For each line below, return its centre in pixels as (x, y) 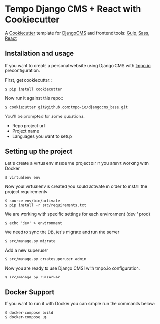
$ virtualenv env (23, 177)
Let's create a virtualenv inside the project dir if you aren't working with (77, 163)
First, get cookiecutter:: (29, 80)
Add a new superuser (27, 250)
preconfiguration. (23, 70)
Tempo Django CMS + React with (73, 9)
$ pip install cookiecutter (34, 89)
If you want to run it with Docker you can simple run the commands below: (80, 304)
